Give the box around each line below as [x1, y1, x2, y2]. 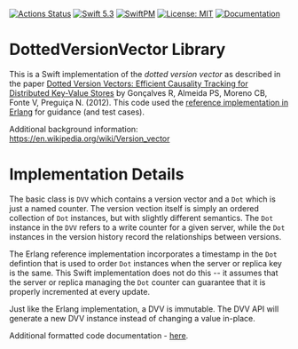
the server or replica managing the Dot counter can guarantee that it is [9, 276, 266, 288]
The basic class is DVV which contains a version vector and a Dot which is [9, 194, 277, 204]
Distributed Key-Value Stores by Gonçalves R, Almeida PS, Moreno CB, [9, 87, 268, 98]
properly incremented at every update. [9, 286, 151, 297]
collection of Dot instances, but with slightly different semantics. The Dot [9, 212, 273, 223]
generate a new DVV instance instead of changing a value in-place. [9, 313, 255, 323]
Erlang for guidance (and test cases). [9, 107, 145, 117]
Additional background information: [9, 123, 139, 134]
